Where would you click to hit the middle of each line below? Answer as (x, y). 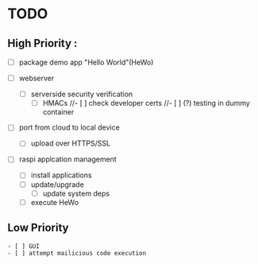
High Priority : (42, 43)
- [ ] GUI (24, 246)
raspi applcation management (67, 159)
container (58, 112)
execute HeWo (55, 202)
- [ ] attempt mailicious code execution (77, 253)
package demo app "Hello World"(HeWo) (86, 62)
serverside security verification (82, 94)
